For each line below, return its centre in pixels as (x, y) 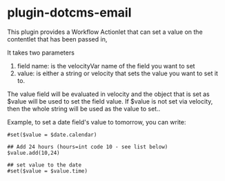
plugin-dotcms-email (69, 13)
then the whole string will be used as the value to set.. (84, 108)
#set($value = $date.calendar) (52, 135)
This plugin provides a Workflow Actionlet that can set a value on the (105, 32)
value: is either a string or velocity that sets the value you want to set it (118, 73)
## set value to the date (44, 165)
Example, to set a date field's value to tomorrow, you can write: (97, 122)
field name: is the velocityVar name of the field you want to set (106, 66)
